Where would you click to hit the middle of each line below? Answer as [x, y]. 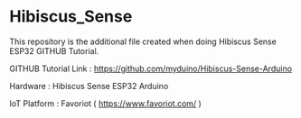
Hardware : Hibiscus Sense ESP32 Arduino [89, 86]
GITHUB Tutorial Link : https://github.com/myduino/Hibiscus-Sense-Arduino [150, 68]
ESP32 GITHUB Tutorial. [54, 50]
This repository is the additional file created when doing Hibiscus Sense [143, 41]
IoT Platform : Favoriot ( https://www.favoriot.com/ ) [105, 103]
